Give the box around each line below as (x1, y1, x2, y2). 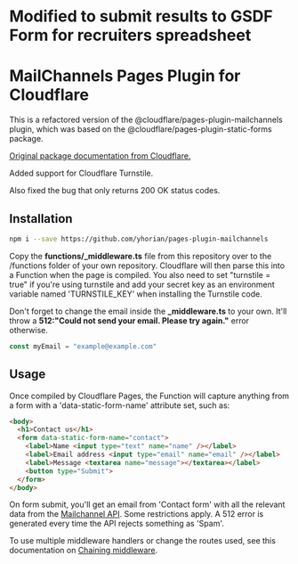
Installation (9, 211, 73, 226)
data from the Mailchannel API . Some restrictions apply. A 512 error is (9, 509, 264, 519)
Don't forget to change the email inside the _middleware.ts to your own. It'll (9, 306, 287, 316)
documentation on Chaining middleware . (9, 545, 158, 556)
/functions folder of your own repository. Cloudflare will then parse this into (9, 260, 286, 271)
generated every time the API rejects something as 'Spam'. (9, 519, 225, 529)
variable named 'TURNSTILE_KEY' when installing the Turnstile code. (9, 288, 262, 299)
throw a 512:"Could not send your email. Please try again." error (9, 315, 250, 326)
